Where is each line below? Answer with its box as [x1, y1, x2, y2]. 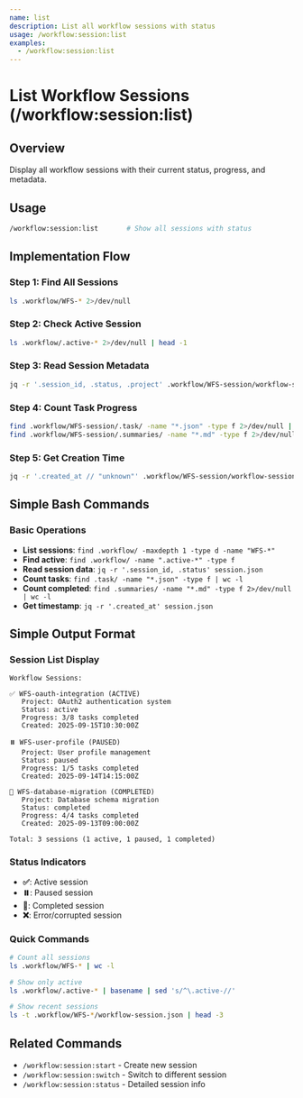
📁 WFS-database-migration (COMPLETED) [9, 788, 155, 797]
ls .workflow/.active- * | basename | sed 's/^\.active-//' [9, 986, 236, 995]
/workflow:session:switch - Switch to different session [22, 1069, 227, 1080]
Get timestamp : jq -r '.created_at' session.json [22, 600, 214, 611]
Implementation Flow [9, 249, 131, 264]
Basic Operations [9, 524, 87, 536]
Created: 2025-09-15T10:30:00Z [21, 721, 140, 730]
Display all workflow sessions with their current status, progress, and [9, 164, 266, 176]
